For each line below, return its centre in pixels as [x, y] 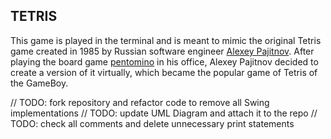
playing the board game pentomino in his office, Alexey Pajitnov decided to [164, 61]
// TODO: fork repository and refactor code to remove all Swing [140, 102]
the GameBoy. [39, 83]
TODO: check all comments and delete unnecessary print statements [152, 123]
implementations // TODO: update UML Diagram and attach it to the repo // [164, 113]
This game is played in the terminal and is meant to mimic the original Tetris [166, 40]
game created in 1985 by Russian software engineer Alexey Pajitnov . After [162, 51]
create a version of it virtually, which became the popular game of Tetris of [164, 72]
